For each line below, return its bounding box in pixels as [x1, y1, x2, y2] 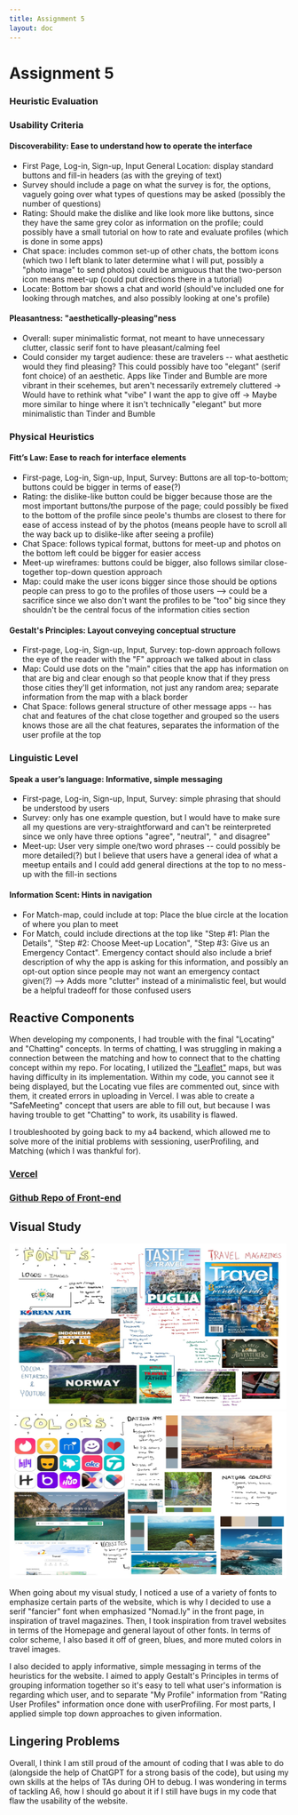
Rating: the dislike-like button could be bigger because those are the [21, 492, 273, 502]
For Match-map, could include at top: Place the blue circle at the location [21, 909, 289, 920]
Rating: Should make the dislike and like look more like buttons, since [21, 207, 275, 218]
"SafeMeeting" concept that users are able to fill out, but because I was [9, 1100, 271, 1111]
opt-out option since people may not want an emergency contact [21, 965, 260, 977]
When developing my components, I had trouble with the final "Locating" [9, 1034, 275, 1044]
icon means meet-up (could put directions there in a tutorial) [21, 274, 243, 284]
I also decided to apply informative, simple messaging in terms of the [9, 1661, 262, 1672]
